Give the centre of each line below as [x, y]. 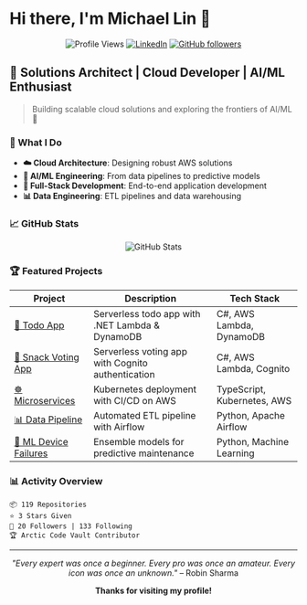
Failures [31, 453]
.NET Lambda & [126, 325]
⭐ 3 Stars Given [41, 515]
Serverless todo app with [147, 313]
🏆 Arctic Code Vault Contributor [74, 535]
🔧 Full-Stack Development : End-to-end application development [145, 186]
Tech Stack [255, 298]
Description [150, 298]
